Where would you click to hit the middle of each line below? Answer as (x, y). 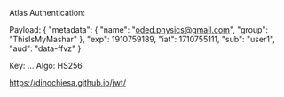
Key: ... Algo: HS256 (46, 66)
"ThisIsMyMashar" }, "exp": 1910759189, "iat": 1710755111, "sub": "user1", (142, 39)
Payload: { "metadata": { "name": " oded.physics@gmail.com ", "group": (139, 30)
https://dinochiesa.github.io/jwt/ (68, 82)
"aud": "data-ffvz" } (45, 48)
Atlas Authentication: (47, 13)
